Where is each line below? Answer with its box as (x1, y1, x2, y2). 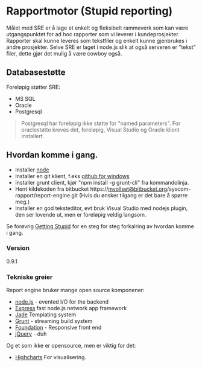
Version (6, 244, 30, 252)
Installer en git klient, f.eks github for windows (14, 172, 130, 179)
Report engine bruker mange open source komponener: (6, 287, 145, 294)
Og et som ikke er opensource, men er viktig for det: (6, 342, 136, 349)
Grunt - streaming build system (14, 318, 93, 325)
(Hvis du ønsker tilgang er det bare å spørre (79, 191, 188, 199)
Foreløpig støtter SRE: (6, 83, 60, 91)
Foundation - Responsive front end (14, 324, 102, 331)
